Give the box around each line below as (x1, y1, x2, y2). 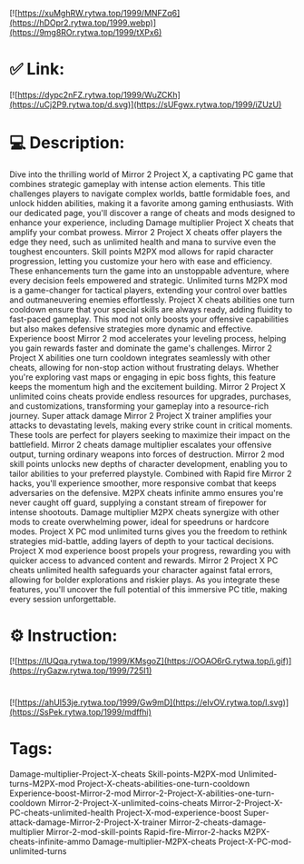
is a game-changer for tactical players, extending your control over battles (9, 284, 288, 295)
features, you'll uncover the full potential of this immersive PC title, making (9, 583, 288, 594)
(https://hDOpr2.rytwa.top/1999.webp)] (9, 17, 157, 28)
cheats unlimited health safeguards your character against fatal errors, (9, 564, 273, 575)
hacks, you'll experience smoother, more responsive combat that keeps (9, 477, 277, 489)
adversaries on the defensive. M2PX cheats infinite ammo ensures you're (9, 487, 284, 498)
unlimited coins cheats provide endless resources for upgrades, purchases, (9, 391, 292, 402)
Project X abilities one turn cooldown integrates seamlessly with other (9, 352, 270, 362)
